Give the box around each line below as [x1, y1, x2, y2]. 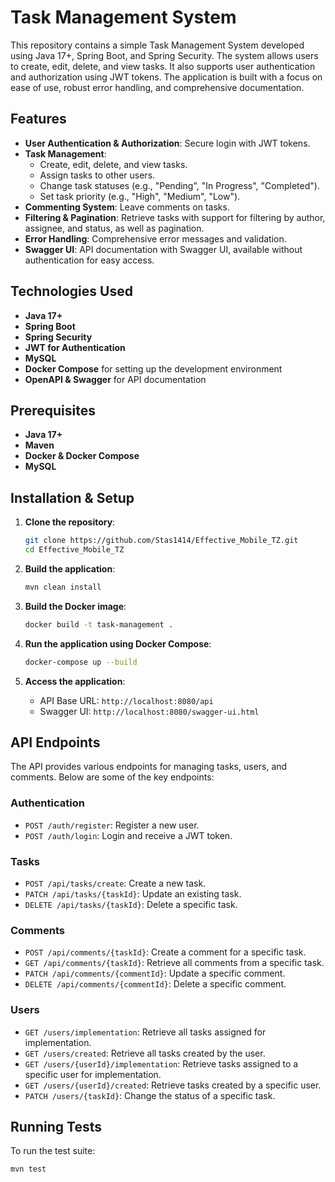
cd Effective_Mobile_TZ [24, 545, 125, 555]
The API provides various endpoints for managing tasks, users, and [10, 761, 288, 773]
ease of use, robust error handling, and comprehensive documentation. [10, 81, 305, 93]
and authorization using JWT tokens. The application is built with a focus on [10, 71, 323, 83]
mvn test [10, 1164, 47, 1175]
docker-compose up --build [24, 657, 138, 667]
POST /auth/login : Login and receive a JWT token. [24, 829, 233, 841]
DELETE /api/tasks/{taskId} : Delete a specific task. [24, 898, 238, 910]
